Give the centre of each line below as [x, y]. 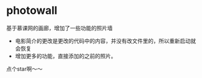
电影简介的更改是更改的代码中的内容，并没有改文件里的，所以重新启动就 [105, 41]
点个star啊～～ [25, 69]
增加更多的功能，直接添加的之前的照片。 [66, 56]
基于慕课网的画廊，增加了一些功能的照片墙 [59, 28]
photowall [32, 11]
